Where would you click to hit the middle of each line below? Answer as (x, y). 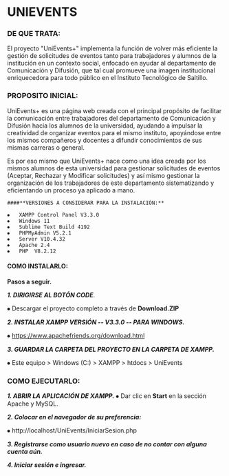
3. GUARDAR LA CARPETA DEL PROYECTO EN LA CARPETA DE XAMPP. (111, 349)
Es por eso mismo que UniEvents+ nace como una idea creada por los (107, 161)
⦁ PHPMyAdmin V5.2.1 (40, 233)
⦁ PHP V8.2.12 (32, 251)
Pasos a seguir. (30, 281)
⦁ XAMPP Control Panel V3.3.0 (53, 215)
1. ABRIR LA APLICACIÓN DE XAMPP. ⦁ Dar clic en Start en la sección (107, 396)
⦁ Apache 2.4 (29, 245)
